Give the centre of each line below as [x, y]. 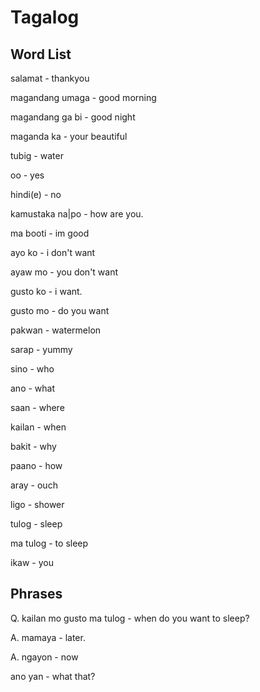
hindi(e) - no [36, 194]
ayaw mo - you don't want [64, 272]
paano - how [36, 465]
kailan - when [38, 427]
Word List [41, 54]
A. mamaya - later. [48, 637]
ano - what [33, 388]
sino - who [32, 369]
